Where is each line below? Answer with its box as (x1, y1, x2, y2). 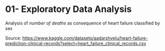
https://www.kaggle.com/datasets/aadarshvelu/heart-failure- (22, 35, 148, 41)
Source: (5, 35, 21, 41)
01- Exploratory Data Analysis (5, 3, 132, 15)
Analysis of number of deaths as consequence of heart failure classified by (5, 20, 160, 26)
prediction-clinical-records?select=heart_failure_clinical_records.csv (5, 40, 146, 46)
